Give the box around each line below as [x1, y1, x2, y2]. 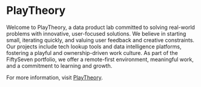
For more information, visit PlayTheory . [6, 74, 103, 81]
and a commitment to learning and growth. [6, 62, 113, 69]
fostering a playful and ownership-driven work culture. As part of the [6, 49, 179, 56]
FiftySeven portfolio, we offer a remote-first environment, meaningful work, [6, 56, 194, 63]
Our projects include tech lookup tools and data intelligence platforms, [6, 43, 182, 50]
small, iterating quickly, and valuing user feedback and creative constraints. [6, 36, 195, 43]
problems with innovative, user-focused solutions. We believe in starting [6, 30, 186, 37]
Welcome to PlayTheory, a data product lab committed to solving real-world [6, 24, 196, 31]
